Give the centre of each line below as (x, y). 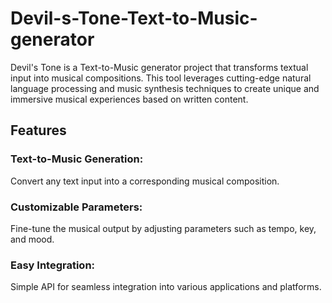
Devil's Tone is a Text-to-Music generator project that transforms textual (159, 67)
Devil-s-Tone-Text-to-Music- (134, 18)
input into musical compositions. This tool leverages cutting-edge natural (161, 78)
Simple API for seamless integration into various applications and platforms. (166, 287)
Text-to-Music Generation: (77, 159)
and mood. (32, 239)
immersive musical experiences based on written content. (129, 99)
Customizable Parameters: (76, 207)
